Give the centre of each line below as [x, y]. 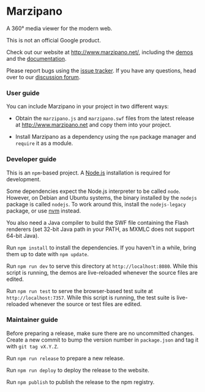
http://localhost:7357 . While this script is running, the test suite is [91, 297]
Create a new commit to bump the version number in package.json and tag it [102, 340]
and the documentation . [36, 58]
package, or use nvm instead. [44, 211]
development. [24, 179]
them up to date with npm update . [48, 254]
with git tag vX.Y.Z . [32, 346]
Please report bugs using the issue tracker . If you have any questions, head [101, 70]
